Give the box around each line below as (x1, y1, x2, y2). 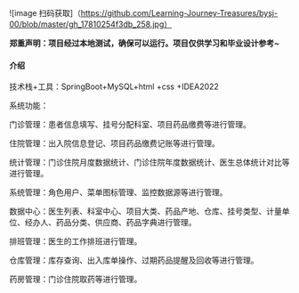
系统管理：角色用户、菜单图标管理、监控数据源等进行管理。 (9, 187, 228, 198)
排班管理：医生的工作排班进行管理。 (9, 236, 142, 247)
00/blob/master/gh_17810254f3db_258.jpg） (9, 19, 173, 29)
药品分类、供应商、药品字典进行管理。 (55, 217, 197, 228)
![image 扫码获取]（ (9, 8, 82, 18)
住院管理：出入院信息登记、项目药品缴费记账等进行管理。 (9, 138, 220, 149)
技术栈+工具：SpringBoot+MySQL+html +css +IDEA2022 (9, 81, 220, 92)
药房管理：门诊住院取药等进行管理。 (9, 274, 142, 285)
